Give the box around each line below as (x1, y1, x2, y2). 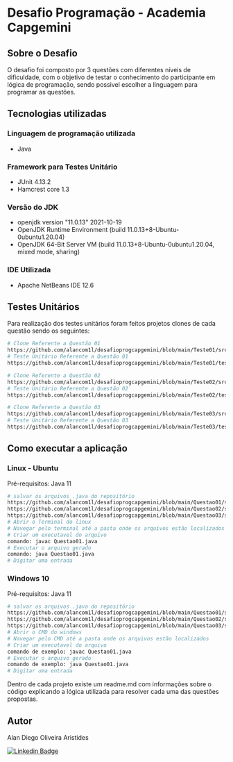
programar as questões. (7, 88, 76, 96)
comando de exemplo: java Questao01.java (7, 661, 129, 668)
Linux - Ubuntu (7, 463, 59, 473)
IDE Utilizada (7, 265, 51, 275)
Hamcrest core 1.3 (17, 185, 69, 193)
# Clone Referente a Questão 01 (7, 340, 101, 347)
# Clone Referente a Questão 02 (7, 372, 101, 379)
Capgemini (7, 19, 71, 35)
